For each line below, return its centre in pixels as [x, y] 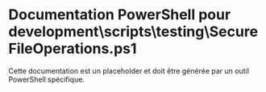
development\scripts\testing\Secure [133, 32]
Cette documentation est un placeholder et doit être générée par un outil [129, 70]
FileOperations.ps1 [73, 49]
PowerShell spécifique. [46, 79]
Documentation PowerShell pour [120, 15]
